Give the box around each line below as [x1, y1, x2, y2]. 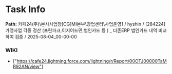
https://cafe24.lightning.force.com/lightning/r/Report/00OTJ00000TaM [16, 58, 167, 64]
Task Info [5, 4, 46, 15]
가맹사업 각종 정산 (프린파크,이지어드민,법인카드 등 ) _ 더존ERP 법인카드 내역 [5, 27, 158, 33]
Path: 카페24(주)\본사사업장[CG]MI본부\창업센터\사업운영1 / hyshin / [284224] [5, 21, 166, 27]
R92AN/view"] [12, 63, 44, 69]
